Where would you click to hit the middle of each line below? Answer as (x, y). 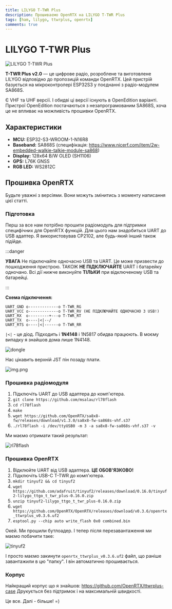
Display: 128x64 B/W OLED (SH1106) (52, 156)
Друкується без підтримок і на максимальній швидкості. (79, 591)
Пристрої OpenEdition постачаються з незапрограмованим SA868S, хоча (86, 106)
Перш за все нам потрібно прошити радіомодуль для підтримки (76, 225)
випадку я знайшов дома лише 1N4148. (48, 340)
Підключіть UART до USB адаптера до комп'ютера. (69, 394)
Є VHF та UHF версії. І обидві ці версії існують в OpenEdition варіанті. (82, 100)
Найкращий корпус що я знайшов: (43, 586)
